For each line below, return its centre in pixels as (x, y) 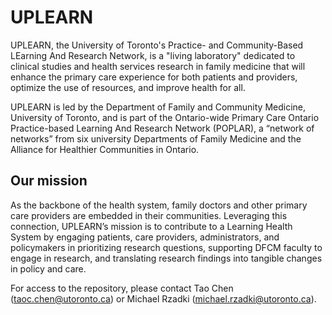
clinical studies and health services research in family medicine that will (158, 66)
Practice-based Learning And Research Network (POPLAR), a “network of (162, 128)
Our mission (49, 181)
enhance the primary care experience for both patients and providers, (154, 77)
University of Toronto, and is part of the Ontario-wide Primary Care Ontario (165, 117)
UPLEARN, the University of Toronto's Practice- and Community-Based (157, 45)
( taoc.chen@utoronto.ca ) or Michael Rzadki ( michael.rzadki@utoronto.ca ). (163, 298)
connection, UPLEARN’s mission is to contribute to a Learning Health (151, 226)
